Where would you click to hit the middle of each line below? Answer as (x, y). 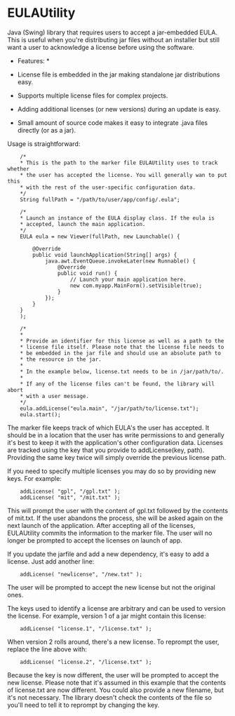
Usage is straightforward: (44, 144)
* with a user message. (55, 396)
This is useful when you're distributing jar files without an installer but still (113, 39)
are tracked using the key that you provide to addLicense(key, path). (106, 450)
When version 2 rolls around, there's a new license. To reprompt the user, (113, 642)
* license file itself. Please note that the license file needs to (122, 347)
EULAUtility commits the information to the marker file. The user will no (110, 533)
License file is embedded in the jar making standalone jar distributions (119, 74)
